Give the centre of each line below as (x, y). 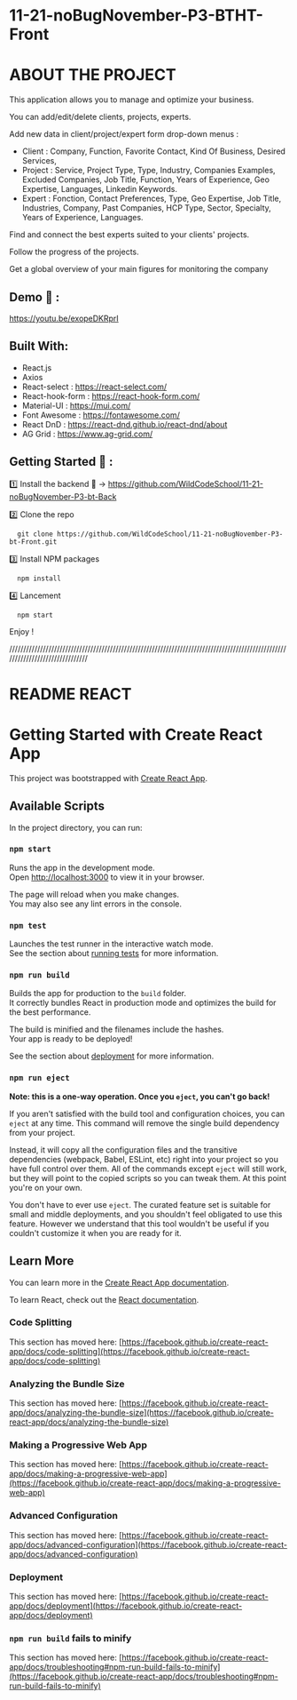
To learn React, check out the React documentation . (104, 1299)
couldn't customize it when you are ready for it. (95, 1233)
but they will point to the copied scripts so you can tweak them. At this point (148, 1177)
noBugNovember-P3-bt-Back (63, 496)
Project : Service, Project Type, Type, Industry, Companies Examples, (149, 171)
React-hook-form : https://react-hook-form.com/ (111, 395)
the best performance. (50, 1012)
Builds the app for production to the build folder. (98, 994)
